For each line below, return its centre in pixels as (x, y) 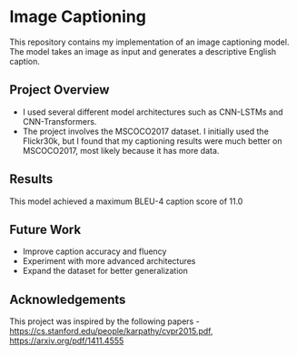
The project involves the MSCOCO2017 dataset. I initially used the (146, 131)
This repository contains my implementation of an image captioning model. (149, 42)
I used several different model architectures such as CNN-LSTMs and (153, 112)
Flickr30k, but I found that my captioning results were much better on (152, 141)
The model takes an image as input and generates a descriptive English (143, 51)
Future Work (45, 229)
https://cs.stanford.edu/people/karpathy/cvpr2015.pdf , (111, 331)
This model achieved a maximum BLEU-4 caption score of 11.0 (126, 201)
